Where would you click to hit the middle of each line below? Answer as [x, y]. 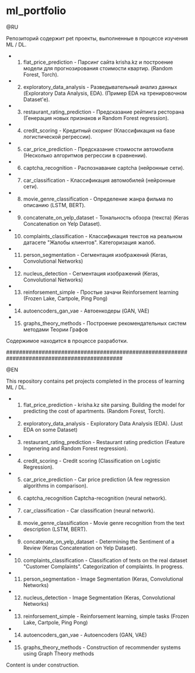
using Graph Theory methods [59, 653]
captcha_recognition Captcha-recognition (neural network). [95, 498]
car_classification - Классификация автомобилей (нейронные [99, 180]
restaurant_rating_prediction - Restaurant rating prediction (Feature [104, 442]
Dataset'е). [36, 99]
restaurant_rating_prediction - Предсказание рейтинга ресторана [104, 112]
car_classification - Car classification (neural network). [89, 510]
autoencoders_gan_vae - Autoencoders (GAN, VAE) [85, 635]
